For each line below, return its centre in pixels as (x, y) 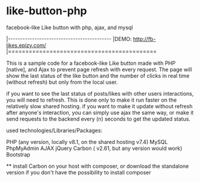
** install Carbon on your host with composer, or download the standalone (98, 166)
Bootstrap (19, 154)
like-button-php (47, 11)
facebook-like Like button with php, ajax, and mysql (70, 27)
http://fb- (145, 39)
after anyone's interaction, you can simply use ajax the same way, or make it (100, 112)
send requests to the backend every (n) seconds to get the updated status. (99, 119)
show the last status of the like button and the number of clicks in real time (98, 76)
